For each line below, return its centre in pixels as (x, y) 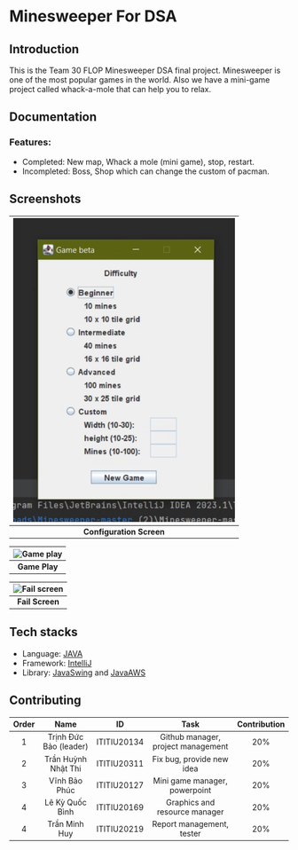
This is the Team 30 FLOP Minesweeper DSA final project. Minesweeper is (145, 70)
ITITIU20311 (120, 764)
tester (190, 834)
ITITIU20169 (120, 807)
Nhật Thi (66, 768)
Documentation (53, 117)
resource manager (190, 812)
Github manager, (190, 737)
